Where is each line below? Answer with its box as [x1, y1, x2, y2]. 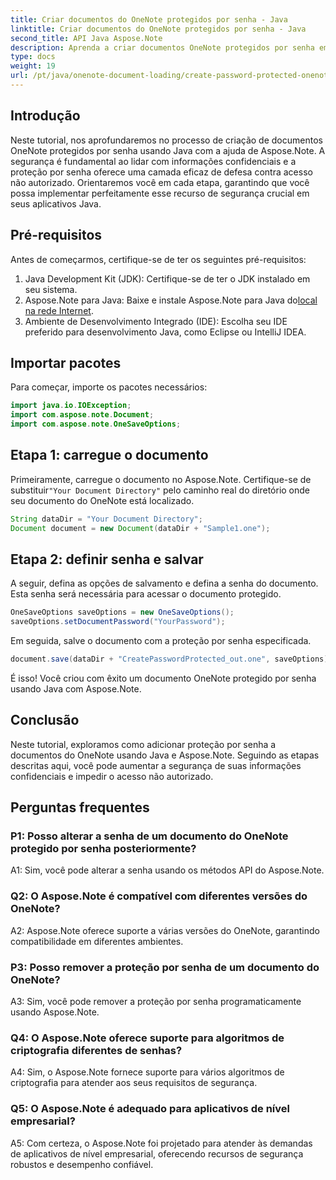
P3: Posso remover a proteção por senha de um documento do [10, 960, 320, 974]
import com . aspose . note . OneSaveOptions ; [10, 419, 182, 430]
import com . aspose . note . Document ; [10, 410, 155, 420]
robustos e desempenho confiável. [10, 1158, 154, 1170]
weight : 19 [10, 61, 56, 71]
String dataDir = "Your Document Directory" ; [10, 514, 203, 524]
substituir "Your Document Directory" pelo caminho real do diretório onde [10, 484, 310, 496]
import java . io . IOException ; [10, 401, 132, 411]
